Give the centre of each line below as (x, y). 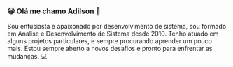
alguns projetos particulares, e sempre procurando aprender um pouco (110, 41)
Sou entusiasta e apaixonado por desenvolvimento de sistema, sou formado (117, 27)
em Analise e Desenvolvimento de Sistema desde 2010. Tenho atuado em (113, 33)
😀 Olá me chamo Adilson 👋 (54, 11)
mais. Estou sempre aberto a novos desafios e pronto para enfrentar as (110, 49)
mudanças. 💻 (27, 57)
